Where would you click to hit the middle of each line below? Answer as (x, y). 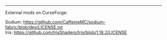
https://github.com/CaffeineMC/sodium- (64, 22)
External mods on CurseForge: (37, 12)
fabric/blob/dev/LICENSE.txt (34, 27)
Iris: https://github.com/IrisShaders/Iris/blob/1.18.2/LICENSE (66, 32)
